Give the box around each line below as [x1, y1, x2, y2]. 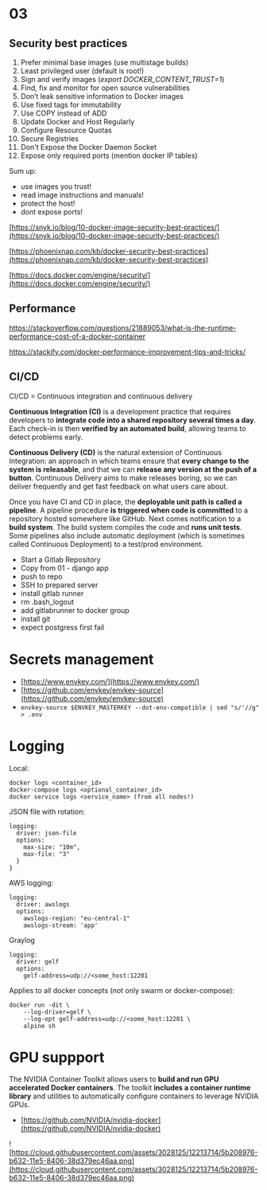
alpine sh [23, 1022, 56, 1030]
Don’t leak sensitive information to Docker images [20, 92, 184, 100]
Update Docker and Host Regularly [20, 117, 135, 126]
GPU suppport [9, 1048, 105, 1066]
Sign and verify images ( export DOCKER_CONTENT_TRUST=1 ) [20, 75, 225, 84]
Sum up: [9, 167, 37, 175]
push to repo [20, 571, 63, 581]
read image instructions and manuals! [20, 190, 144, 199]
